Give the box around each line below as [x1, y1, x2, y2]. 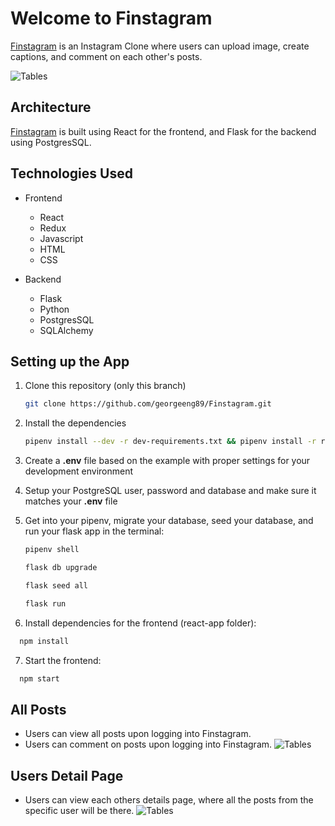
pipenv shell [24, 545, 80, 555]
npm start [19, 673, 60, 684]
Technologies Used [10, 165, 133, 182]
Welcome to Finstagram [10, 7, 213, 30]
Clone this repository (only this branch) [24, 380, 187, 392]
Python [39, 303, 70, 315]
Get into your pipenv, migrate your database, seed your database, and [24, 515, 314, 527]
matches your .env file [24, 495, 118, 507]
